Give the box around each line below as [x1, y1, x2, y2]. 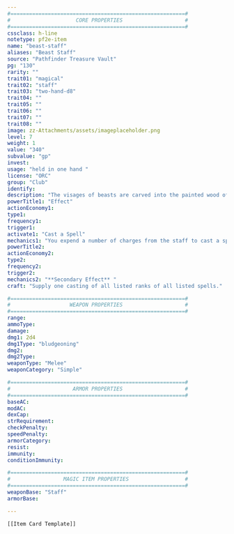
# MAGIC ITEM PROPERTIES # [7, 475, 189, 483]
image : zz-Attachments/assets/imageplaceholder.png [7, 127, 160, 134]
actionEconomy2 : [7, 250, 54, 257]
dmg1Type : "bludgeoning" [7, 340, 79, 347]
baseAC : [7, 398, 30, 405]
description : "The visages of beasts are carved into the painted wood [7, 192, 219, 199]
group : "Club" [7, 178, 49, 185]
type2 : [7, 257, 26, 264]
